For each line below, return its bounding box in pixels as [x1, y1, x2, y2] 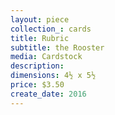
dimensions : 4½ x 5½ [10, 71, 97, 81]
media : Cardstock [10, 52, 83, 62]
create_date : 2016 [10, 89, 87, 99]
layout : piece [10, 14, 70, 25]
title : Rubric [10, 33, 70, 43]
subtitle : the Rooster [10, 42, 105, 53]
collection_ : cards [10, 24, 92, 34]
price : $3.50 [10, 80, 65, 90]
